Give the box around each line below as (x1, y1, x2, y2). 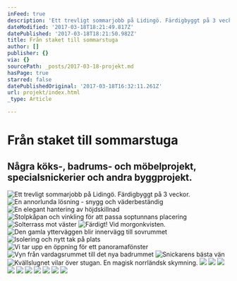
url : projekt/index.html (7, 89, 80, 96)
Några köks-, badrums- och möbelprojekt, (7, 160, 197, 172)
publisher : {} (7, 50, 49, 57)
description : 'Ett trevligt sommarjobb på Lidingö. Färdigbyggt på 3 (7, 17, 217, 24)
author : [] (7, 43, 39, 50)
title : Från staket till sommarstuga (7, 37, 119, 44)
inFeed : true (7, 10, 46, 18)
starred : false (7, 76, 52, 83)
